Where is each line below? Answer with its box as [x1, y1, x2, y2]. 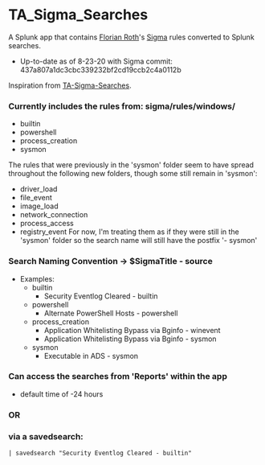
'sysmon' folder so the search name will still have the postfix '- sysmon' [19, 236, 258, 245]
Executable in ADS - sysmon [43, 351, 139, 360]
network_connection [19, 210, 88, 220]
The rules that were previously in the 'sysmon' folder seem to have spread [8, 160, 255, 170]
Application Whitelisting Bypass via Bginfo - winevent [43, 325, 221, 335]
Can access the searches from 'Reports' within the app [8, 371, 227, 382]
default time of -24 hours [19, 389, 104, 399]
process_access [19, 219, 74, 228]
